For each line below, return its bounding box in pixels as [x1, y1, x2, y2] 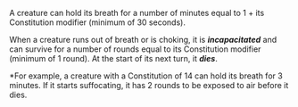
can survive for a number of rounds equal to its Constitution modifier [9, 44, 261, 54]
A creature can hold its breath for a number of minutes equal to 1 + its [9, 8, 265, 18]
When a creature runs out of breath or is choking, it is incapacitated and [9, 35, 277, 45]
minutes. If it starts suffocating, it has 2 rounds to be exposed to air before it [9, 80, 289, 90]
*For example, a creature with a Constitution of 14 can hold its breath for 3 [9, 70, 283, 81]
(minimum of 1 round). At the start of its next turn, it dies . [9, 53, 219, 63]
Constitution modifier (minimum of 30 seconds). [9, 17, 186, 28]
